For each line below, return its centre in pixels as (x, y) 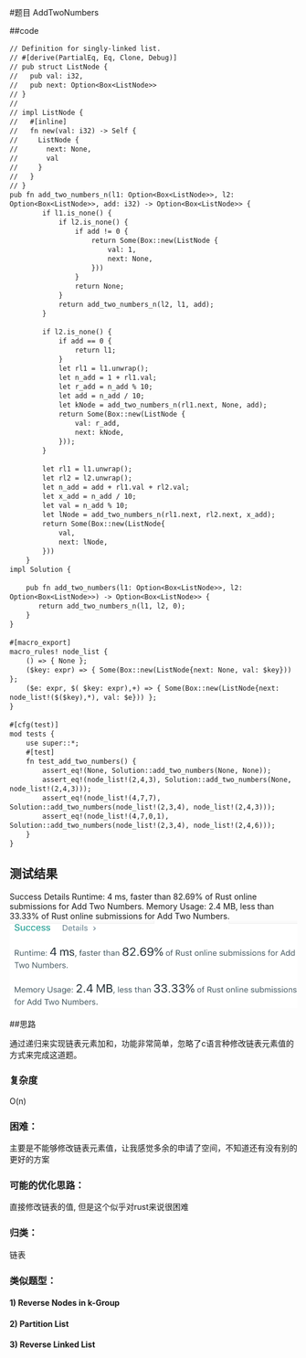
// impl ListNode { (47, 112)
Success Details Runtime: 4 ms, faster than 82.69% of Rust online (133, 896)
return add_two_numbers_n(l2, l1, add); (136, 304)
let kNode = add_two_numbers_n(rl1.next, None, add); (163, 405)
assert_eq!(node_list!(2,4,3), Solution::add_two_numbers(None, (167, 780)
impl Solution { (40, 569)
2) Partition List (39, 1323)
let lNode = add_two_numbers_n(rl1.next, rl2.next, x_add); (159, 515)
